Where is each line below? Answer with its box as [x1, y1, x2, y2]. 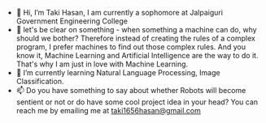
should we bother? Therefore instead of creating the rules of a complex [15, 33, 256, 43]
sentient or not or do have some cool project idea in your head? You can [15, 97, 259, 107]
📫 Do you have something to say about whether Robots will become [15, 86, 246, 95]
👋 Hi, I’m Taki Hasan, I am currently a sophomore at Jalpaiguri [15, 8, 224, 17]
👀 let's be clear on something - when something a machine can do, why [15, 25, 258, 34]
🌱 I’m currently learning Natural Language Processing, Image [15, 68, 221, 77]
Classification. [15, 77, 64, 86]
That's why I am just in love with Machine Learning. [15, 59, 189, 69]
